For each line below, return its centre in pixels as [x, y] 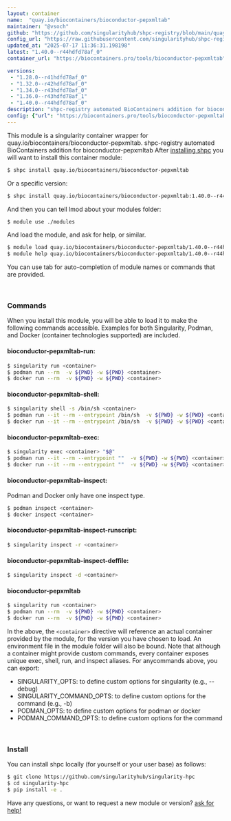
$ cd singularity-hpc [38, 784]
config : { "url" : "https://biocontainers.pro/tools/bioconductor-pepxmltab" [118, 116]
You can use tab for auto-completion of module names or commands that [111, 267]
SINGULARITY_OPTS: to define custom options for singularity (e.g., [112, 681]
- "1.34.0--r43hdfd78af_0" [49, 90]
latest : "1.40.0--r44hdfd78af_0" [55, 52]
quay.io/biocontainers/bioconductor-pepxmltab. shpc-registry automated [111, 143]
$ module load [27, 248]
